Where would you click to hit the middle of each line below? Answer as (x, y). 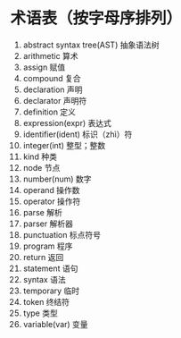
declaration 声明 (53, 89)
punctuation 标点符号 (62, 234)
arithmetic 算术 (50, 55)
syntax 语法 (44, 279)
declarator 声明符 (55, 100)
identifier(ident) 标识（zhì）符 (78, 134)
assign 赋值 (44, 67)
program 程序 (48, 246)
